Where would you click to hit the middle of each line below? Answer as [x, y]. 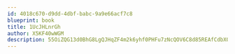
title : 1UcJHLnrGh [34, 27]
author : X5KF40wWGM [36, 33]
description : [26, 40]
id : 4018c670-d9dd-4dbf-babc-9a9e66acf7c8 [70, 14]
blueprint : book [31, 20]
